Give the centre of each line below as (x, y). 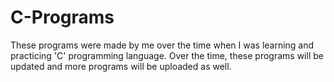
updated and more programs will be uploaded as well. (121, 66)
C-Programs (62, 17)
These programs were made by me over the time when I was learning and (162, 45)
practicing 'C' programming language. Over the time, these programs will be (167, 55)
